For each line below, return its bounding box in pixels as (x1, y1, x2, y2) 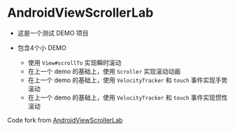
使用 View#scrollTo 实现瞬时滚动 (27, 58, 122, 67)
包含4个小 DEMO (17, 43, 66, 52)
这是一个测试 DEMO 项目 (17, 29, 89, 37)
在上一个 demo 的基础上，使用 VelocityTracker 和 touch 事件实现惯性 (27, 93, 228, 102)
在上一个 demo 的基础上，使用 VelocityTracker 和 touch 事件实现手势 (27, 75, 228, 84)
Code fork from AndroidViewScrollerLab (7, 116, 123, 124)
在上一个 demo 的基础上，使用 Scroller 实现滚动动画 (27, 67, 181, 75)
